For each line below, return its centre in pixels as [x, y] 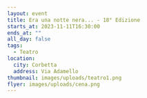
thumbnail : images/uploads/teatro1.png [65, 78]
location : [21, 59]
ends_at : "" [24, 33]
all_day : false [29, 39]
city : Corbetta [35, 65]
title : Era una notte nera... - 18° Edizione [73, 20]
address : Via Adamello [46, 71]
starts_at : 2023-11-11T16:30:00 [53, 26]
